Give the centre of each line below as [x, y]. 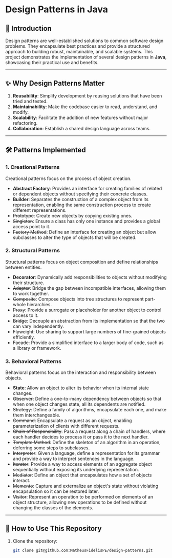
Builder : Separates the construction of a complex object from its [81, 199]
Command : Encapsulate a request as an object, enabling [72, 421]
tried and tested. [30, 101]
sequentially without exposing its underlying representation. [76, 470]
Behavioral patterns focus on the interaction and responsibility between [81, 372]
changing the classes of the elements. [53, 508]
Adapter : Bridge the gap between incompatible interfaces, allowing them [89, 288]
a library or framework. [37, 348]
